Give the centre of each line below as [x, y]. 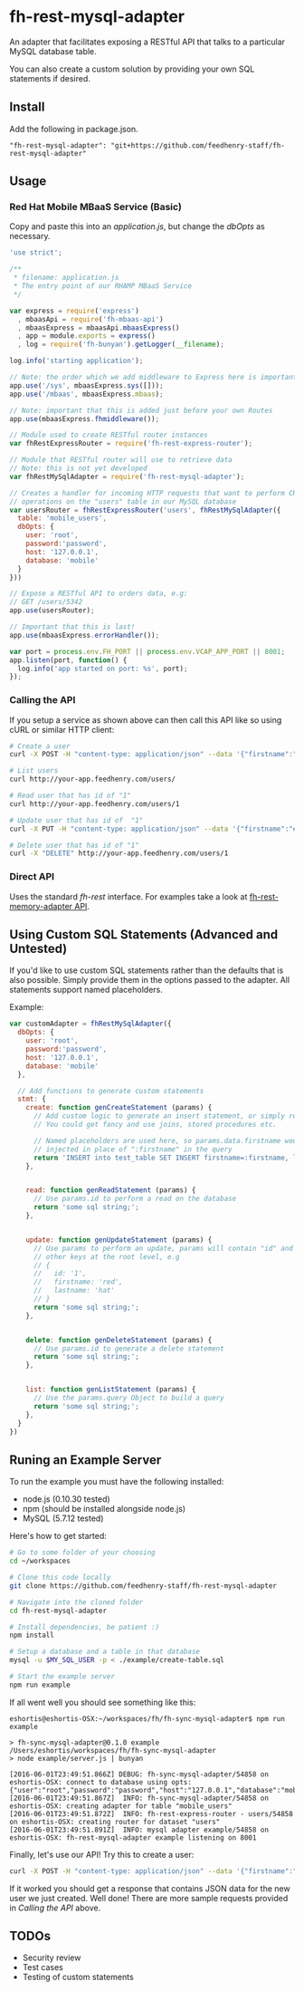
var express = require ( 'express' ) [75, 311]
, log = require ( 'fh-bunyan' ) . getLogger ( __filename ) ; [121, 345]
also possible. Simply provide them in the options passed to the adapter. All [150, 980]
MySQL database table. [53, 51]
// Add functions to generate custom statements [111, 1091]
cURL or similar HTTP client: [62, 729]
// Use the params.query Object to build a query [128, 1398]
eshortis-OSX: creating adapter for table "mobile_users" [121, 1806]
